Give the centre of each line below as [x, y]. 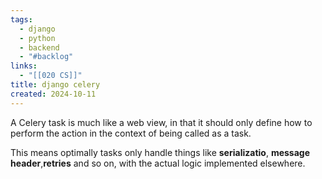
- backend [39, 47]
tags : [21, 19]
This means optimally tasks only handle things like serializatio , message [160, 152]
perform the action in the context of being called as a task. [131, 133]
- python [37, 38]
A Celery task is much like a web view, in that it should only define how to [161, 122]
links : [24, 66]
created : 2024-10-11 [53, 94]
